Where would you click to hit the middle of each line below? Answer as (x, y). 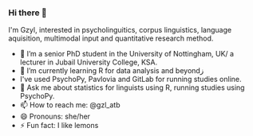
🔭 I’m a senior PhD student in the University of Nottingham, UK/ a (126, 54)
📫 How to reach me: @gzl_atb (70, 105)
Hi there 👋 (28, 13)
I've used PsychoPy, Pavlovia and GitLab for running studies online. (130, 80)
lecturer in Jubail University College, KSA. (89, 62)
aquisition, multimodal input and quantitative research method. (111, 38)
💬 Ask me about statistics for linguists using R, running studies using (132, 87)
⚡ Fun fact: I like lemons (59, 126)
